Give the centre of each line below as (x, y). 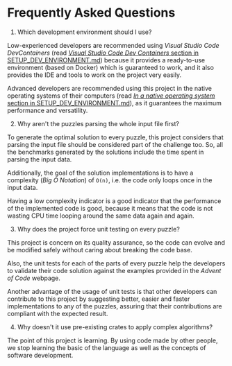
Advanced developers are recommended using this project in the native (109, 88)
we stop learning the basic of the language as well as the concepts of (107, 347)
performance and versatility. (48, 110)
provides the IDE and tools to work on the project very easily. (94, 75)
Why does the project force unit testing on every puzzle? (99, 229)
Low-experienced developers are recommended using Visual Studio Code (114, 45)
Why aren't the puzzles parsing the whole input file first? (98, 123)
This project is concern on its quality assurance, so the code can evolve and (116, 242)
